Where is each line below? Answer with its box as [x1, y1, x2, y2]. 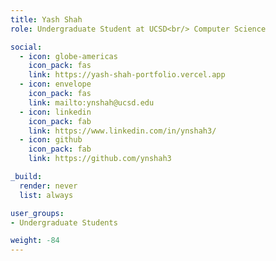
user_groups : [10, 208, 65, 218]
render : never [19, 181, 78, 191]
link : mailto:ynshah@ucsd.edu [28, 97, 155, 108]
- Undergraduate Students [10, 217, 118, 228]
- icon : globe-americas [19, 51, 118, 61]
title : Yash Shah [10, 14, 83, 25]
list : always [19, 190, 74, 200]
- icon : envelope [19, 79, 92, 90]
